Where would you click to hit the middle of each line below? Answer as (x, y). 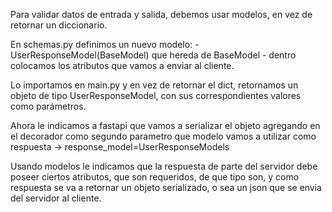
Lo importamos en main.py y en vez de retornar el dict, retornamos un (154, 85)
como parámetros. (48, 106)
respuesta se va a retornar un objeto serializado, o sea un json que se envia (166, 187)
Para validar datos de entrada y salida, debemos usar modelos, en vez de (161, 14)
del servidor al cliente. (56, 198)
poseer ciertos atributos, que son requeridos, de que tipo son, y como (155, 177)
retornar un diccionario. (59, 25)
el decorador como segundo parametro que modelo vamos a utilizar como (163, 136)
